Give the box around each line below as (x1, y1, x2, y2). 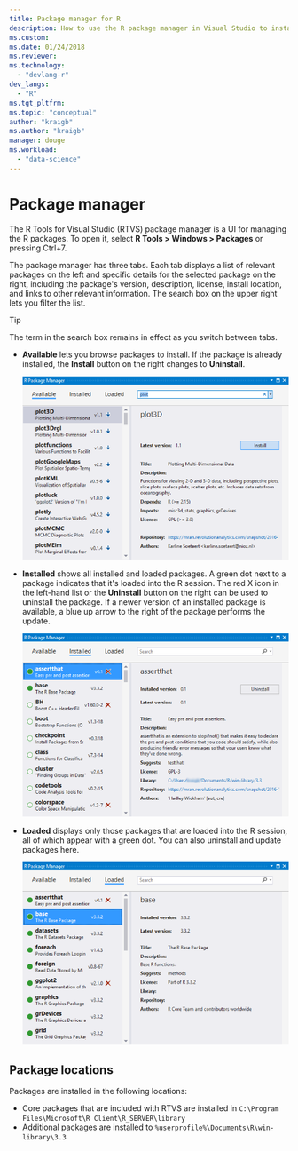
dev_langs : (9, 80, 50, 89)
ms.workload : (9, 146, 58, 155)
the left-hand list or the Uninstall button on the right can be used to (21, 587, 269, 598)
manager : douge (9, 136, 66, 146)
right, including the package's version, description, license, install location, (9, 278, 282, 289)
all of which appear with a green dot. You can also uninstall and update (21, 835, 282, 845)
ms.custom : (9, 33, 50, 42)
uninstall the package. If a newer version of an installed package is (21, 596, 266, 607)
